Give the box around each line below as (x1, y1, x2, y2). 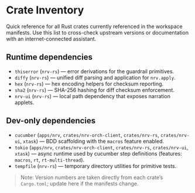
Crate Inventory (6, 4, 84, 17)
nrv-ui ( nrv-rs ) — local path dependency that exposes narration (14, 92, 171, 99)
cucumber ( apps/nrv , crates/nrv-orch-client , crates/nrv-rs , (14, 131, 159, 138)
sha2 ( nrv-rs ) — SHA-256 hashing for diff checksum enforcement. (14, 86, 175, 94)
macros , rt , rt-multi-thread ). (14, 156, 85, 163)
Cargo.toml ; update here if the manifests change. (20, 180, 139, 187)
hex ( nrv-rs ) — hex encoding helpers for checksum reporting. (14, 80, 164, 87)
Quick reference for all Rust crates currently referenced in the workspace (6, 23, 183, 30)
